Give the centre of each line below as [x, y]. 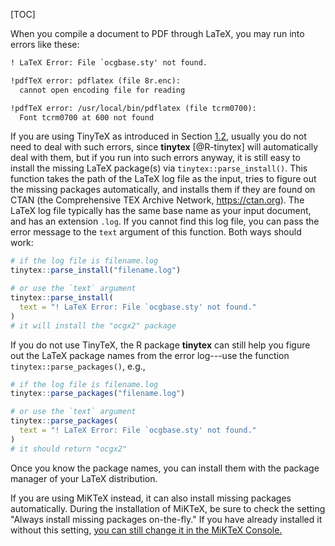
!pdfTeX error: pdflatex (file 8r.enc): [96, 80]
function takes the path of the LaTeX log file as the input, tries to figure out [163, 179]
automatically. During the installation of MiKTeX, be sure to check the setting [168, 508]
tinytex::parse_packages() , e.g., [78, 366]
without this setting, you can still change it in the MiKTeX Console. [146, 530]
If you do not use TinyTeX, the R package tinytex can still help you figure [160, 345]
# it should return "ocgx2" [69, 449]
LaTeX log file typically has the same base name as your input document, [161, 211]
